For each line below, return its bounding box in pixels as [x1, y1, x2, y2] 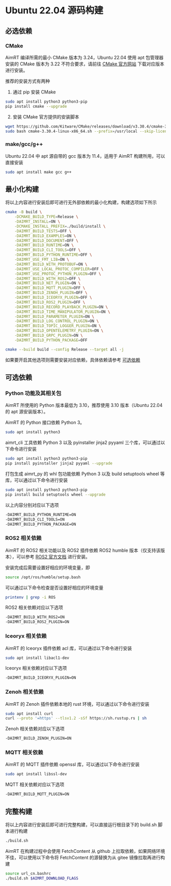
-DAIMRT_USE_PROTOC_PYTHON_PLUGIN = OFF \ [14, 271, 101, 276]
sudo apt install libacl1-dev [5, 655, 70, 660]
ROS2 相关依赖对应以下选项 [5, 604, 64, 610]
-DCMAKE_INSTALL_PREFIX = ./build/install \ [14, 224, 106, 229]
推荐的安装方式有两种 [5, 78, 50, 84]
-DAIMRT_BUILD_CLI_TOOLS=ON [5, 516, 65, 522]
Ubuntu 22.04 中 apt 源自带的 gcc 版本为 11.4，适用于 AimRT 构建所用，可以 [5, 153, 165, 159]
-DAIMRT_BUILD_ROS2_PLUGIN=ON [5, 620, 70, 625]
